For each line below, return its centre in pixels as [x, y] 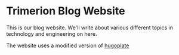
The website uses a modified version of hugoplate [68, 45]
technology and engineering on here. [52, 33]
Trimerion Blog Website [66, 11]
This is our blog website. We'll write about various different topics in [89, 27]
